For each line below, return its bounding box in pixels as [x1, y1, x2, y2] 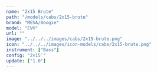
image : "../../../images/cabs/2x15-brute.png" [6, 36, 123, 42]
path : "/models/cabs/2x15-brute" [6, 14, 89, 20]
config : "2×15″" [6, 52, 46, 58]
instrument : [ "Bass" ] [6, 47, 60, 53]
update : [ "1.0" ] [6, 58, 46, 64]
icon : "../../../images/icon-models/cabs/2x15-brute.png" [6, 42, 152, 48]
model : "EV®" [6, 25, 38, 31]
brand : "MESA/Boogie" [6, 19, 60, 25]
